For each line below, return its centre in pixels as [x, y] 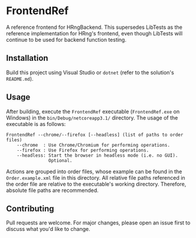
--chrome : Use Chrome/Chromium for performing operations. [93, 145]
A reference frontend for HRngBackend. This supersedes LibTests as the [94, 27]
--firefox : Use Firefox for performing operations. [83, 150]
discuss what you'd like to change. [48, 229]
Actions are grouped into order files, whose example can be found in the [94, 171]
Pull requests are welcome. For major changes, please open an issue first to [98, 223]
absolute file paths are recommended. [53, 190]
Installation [27, 58]
